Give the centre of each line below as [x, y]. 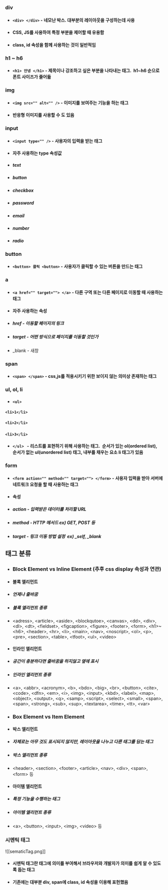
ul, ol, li [14, 389]
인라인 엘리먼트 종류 [32, 675]
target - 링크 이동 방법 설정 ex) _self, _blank [57, 536]
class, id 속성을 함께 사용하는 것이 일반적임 [54, 45]
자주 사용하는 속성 [30, 311]
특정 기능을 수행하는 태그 [36, 799]
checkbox [23, 190]
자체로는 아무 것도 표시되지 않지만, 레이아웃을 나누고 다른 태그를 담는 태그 [83, 741]
